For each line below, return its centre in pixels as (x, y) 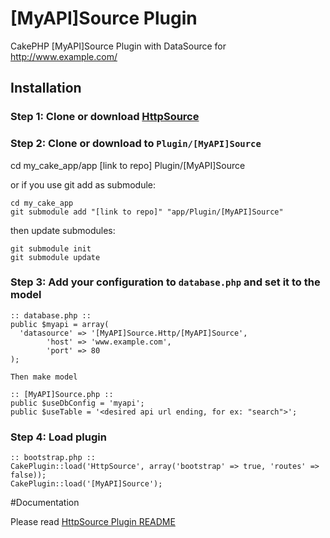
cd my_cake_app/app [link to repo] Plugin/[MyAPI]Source (128, 165)
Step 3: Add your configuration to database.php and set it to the (165, 282)
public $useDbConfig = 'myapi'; (77, 403)
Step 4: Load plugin (58, 437)
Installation (46, 88)
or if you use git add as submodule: (83, 184)
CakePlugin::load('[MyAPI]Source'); (86, 484)
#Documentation (45, 503)
